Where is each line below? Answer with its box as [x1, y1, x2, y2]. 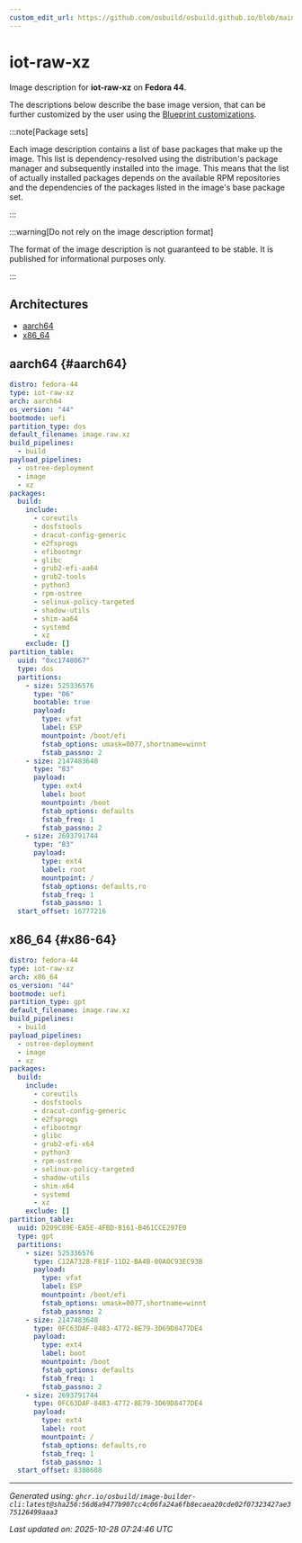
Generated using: [9, 1491, 74, 1502]
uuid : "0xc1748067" [17, 656, 91, 666]
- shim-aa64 [32, 614, 78, 623]
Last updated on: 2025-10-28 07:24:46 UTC [9, 1524, 173, 1535]
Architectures [9, 296, 89, 311]
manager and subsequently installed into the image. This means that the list [9, 163, 289, 174]
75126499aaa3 [9, 1508, 58, 1517]
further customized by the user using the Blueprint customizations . [9, 109, 257, 120]
